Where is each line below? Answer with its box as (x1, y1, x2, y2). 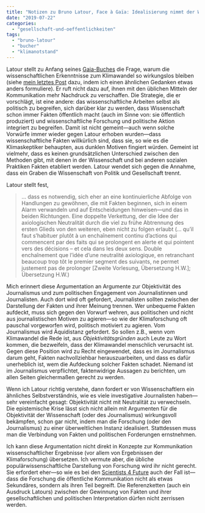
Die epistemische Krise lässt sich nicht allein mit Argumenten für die (6, 404, 178, 412)
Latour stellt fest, (6, 181, 49, 188)
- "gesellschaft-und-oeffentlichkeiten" (12, 26, 116, 32)
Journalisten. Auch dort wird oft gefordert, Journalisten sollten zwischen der (6, 296, 199, 303)
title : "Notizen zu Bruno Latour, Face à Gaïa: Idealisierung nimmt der (6, 9, 195, 15)
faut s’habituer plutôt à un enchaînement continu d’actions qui (21, 231, 177, 239)
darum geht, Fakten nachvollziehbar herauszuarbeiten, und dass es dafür (6, 354, 191, 361)
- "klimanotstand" (12, 49, 59, 55)
